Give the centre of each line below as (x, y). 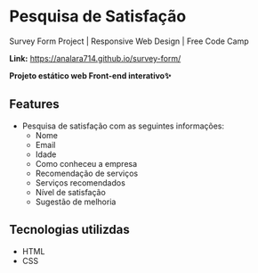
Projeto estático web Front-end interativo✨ (90, 75)
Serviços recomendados (81, 182)
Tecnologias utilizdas (70, 230)
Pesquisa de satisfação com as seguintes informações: (123, 126)
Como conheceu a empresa (86, 163)
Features (34, 104)
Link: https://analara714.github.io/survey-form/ (95, 58)
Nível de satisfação (71, 192)
